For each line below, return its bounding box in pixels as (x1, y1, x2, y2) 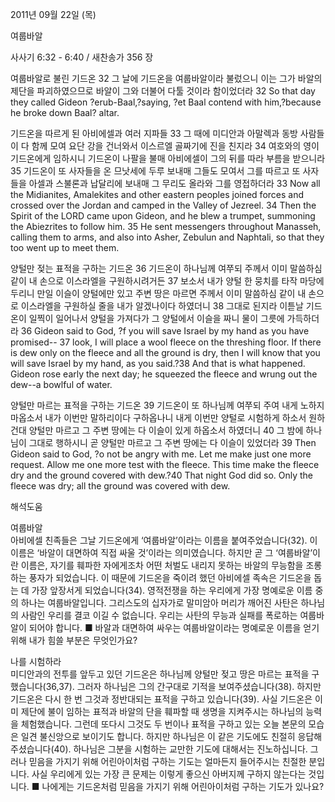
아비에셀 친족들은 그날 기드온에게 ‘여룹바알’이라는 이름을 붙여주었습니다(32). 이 (10, 534, 318, 546)
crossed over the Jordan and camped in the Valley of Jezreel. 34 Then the (10, 199, 317, 211)
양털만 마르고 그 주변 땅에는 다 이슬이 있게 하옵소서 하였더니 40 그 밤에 (28, 424, 304, 436)
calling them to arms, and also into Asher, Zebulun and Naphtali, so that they (10, 231, 325, 243)
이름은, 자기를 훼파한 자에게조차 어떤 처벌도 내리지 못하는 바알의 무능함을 (20, 559, 304, 571)
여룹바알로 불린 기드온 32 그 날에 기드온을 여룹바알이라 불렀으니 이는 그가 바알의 (10, 73, 323, 84)
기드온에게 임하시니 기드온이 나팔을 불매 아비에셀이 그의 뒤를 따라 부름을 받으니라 (10, 153, 326, 164)
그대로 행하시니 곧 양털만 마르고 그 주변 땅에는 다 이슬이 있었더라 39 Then (28, 437, 317, 448)
